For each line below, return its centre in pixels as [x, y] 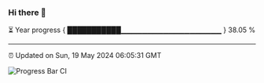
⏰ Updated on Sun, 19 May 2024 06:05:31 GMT [85, 56]
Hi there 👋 [27, 13]
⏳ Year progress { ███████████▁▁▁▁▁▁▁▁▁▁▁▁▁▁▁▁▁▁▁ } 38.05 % [132, 30]
